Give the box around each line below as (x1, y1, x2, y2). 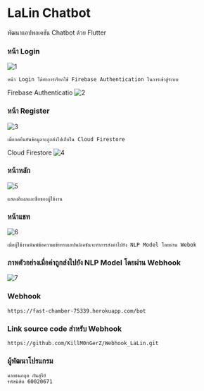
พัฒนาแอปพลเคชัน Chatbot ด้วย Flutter (7, 28, 107, 37)
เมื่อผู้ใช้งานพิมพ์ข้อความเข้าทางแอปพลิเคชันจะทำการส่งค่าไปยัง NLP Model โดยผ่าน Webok (7, 241, 197, 248)
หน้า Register (7, 106, 50, 116)
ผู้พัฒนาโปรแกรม (7, 356, 53, 366)
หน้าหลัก (7, 166, 31, 176)
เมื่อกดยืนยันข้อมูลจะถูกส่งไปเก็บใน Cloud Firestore (7, 136, 125, 143)
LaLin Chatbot (7, 5, 91, 21)
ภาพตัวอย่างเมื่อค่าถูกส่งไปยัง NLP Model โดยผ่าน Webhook (7, 258, 181, 267)
